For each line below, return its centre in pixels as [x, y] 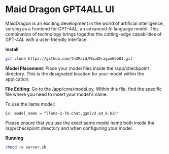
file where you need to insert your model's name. [57, 94]
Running [14, 138]
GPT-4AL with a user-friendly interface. [46, 40]
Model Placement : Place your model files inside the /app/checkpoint [77, 68]
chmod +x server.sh [26, 147]
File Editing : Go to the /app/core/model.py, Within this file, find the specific [84, 89]
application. [18, 79]
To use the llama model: [30, 104]
